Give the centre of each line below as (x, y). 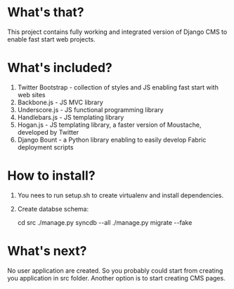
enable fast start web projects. (52, 39)
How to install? (52, 176)
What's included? (60, 68)
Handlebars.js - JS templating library (71, 117)
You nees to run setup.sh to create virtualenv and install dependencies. (120, 195)
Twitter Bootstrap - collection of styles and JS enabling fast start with (118, 87)
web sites (31, 94)
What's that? (46, 12)
